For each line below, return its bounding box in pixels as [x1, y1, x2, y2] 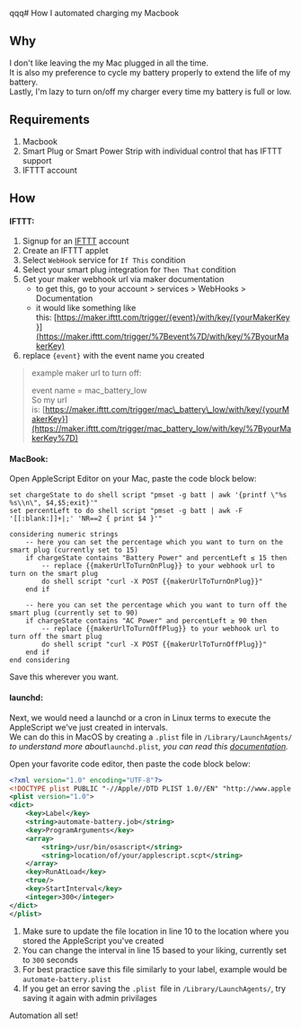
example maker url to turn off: [31, 368, 142, 378]
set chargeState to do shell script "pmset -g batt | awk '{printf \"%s [9, 491, 288, 500]
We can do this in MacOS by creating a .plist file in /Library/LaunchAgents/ [9, 731, 293, 742]
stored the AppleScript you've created [22, 935, 164, 946]
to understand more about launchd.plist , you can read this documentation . [9, 740, 289, 751]
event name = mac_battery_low [31, 385, 147, 396]
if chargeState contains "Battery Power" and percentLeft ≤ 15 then [25, 554, 288, 563]
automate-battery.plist [22, 975, 112, 984]
